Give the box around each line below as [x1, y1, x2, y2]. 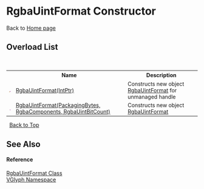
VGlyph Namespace [6, 176, 56, 183]
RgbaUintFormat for [127, 86, 177, 94]
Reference [6, 156, 33, 163]
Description [146, 72, 177, 79]
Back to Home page [6, 24, 56, 32]
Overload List [6, 42, 58, 52]
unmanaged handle [127, 93, 176, 100]
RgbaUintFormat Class [6, 169, 63, 177]
